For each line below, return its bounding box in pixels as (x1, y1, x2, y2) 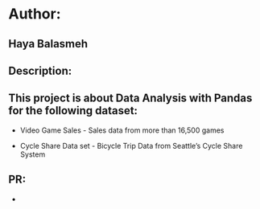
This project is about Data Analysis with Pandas (8, 92, 253, 105)
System (19, 150, 46, 159)
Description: (8, 64, 72, 77)
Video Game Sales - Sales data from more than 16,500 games (19, 125, 225, 135)
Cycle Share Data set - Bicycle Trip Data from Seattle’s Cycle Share (19, 141, 243, 150)
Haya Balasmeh (8, 37, 89, 51)
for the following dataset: (8, 104, 138, 117)
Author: (8, 5, 62, 23)
